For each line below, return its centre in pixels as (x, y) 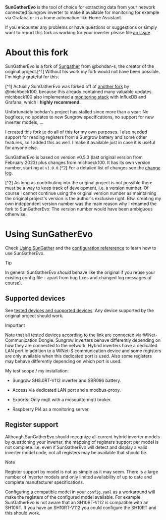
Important (15, 325)
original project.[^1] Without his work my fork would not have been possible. (83, 71)
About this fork (37, 53)
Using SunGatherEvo (49, 234)
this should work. (23, 513)
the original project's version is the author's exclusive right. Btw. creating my (83, 198)
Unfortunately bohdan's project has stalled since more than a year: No (77, 111)
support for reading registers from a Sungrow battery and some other (76, 137)
